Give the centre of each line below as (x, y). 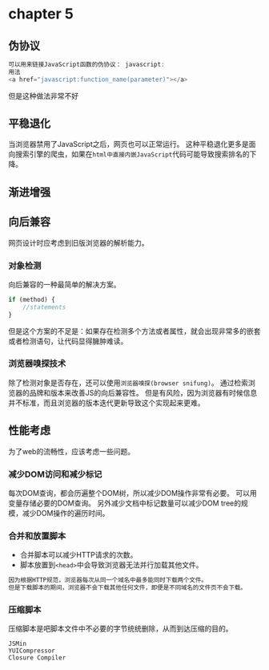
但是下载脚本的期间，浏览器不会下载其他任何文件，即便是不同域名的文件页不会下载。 (127, 588)
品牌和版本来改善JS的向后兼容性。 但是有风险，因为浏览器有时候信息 (143, 392)
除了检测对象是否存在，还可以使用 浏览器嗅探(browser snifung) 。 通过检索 (128, 383)
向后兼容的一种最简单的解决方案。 (64, 284)
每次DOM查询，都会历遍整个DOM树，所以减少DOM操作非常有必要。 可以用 (133, 493)
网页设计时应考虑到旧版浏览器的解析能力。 (78, 242)
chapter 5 (41, 14)
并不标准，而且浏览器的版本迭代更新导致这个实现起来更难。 (106, 403)
